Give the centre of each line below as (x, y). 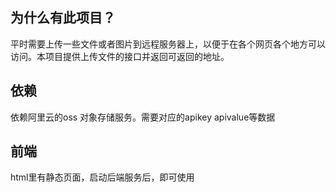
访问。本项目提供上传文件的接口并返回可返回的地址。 (120, 56)
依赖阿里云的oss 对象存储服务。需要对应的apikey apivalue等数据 (143, 117)
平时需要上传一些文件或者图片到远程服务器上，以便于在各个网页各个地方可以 (168, 44)
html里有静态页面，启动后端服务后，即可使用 (102, 177)
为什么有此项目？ (63, 18)
